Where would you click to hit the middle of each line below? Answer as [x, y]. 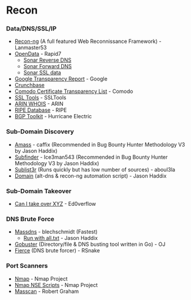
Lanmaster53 [31, 48]
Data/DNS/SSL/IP [31, 29]
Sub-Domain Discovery [40, 132]
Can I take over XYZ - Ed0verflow [55, 204]
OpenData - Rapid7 [38, 54]
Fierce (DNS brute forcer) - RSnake [57, 251]
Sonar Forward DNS [48, 66]
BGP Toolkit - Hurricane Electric [53, 116]
